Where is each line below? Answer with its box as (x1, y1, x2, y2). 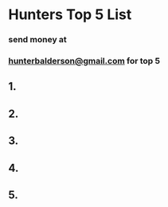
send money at (8, 34, 68, 45)
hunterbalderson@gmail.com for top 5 (8, 56, 161, 67)
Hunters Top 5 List (8, 6, 132, 24)
